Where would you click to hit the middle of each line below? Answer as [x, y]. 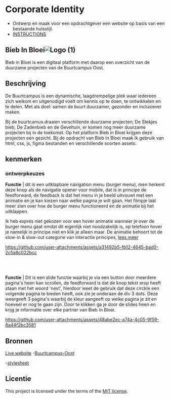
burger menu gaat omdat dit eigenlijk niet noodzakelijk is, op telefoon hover [84, 227]
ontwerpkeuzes [25, 173]
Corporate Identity [45, 9]
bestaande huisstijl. [33, 28]
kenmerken [24, 159]
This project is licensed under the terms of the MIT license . [67, 391]
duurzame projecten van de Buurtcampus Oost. [55, 67]
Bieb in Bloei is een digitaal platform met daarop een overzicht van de [78, 62]
